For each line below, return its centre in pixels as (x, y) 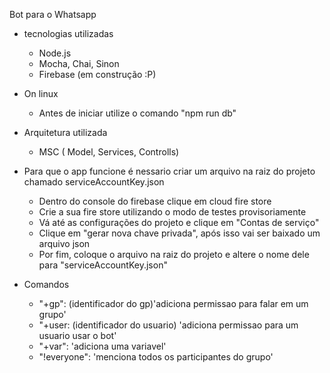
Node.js (55, 53)
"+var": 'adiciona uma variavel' (102, 346)
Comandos (46, 284)
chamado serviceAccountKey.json (94, 182)
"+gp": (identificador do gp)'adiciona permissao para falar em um (173, 303)
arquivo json (64, 243)
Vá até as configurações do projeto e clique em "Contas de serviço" (179, 222)
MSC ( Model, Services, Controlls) (109, 152)
